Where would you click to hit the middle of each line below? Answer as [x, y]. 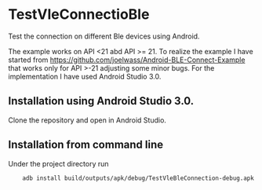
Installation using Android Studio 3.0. [101, 101]
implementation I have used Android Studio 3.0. [85, 76]
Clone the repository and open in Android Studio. [87, 120]
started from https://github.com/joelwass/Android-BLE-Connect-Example [127, 60]
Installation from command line [86, 145]
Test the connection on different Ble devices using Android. [104, 36]
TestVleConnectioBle [79, 15]
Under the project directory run [58, 163]
